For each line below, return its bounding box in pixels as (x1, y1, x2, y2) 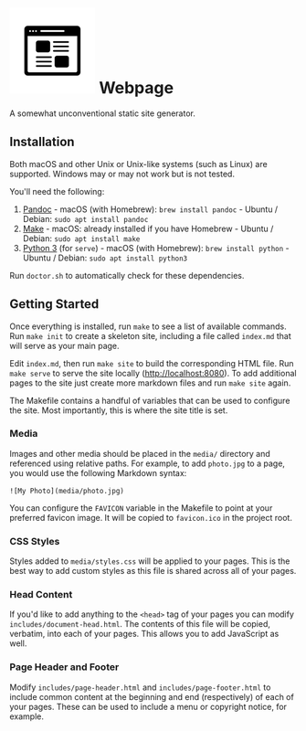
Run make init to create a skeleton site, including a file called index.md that (9, 330, 291, 341)
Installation (9, 134, 75, 150)
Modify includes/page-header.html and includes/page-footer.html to (9, 682, 271, 693)
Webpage (99, 78, 174, 99)
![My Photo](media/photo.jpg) (9, 486, 125, 495)
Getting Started (9, 296, 100, 313)
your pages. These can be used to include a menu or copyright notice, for (9, 701, 288, 712)
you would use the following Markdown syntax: (9, 467, 187, 478)
